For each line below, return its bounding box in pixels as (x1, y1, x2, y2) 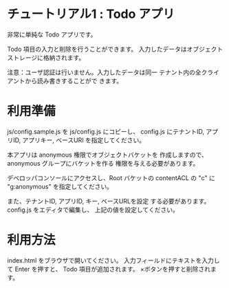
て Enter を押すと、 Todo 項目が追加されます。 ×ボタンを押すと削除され (7, 265, 211, 273)
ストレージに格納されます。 (7, 53, 85, 62)
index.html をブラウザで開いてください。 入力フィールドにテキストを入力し (7, 256, 220, 265)
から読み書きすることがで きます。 (25, 76, 122, 85)
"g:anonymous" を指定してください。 (7, 182, 113, 190)
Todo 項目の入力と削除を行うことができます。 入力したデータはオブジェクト (7, 45, 223, 53)
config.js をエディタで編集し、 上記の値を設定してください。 (7, 206, 179, 214)
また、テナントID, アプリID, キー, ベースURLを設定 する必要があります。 (7, 197, 210, 205)
